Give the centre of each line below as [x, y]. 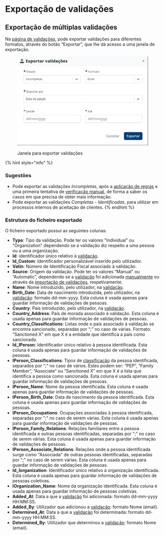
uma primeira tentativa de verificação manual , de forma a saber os [80, 191]
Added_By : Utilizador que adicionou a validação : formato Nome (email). [85, 507]
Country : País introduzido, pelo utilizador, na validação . [69, 308]
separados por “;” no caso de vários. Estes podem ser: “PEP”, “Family [83, 366]
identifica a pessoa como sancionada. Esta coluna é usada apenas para [85, 376]
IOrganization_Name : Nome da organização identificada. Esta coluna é [85, 486]
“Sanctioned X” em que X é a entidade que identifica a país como [79, 334]
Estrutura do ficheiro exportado [44, 220]
